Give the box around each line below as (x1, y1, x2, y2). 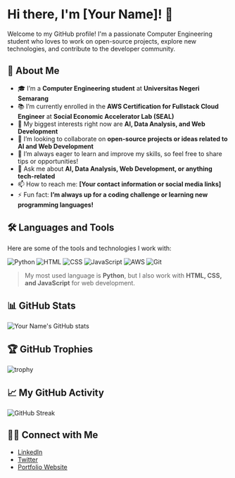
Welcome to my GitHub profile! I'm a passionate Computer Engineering (7, 30, 212, 38)
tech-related (17, 172, 56, 180)
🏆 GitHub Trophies (7, 343, 94, 355)
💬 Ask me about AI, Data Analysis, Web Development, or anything (17, 164, 212, 173)
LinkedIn (17, 448, 43, 456)
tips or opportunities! (17, 157, 79, 165)
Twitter (17, 455, 39, 463)
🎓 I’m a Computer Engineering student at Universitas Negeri (17, 84, 200, 92)
